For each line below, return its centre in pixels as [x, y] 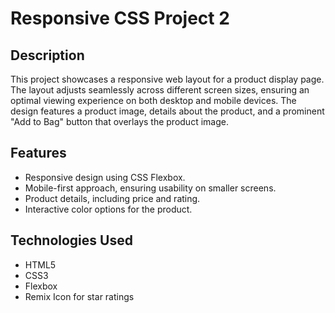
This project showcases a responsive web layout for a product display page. [167, 79]
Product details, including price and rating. [112, 198]
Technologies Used [71, 240]
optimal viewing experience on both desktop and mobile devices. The [153, 100]
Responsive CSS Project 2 [120, 18]
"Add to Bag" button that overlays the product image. [119, 121]
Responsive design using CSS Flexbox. [105, 177]
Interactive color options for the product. [108, 209]
